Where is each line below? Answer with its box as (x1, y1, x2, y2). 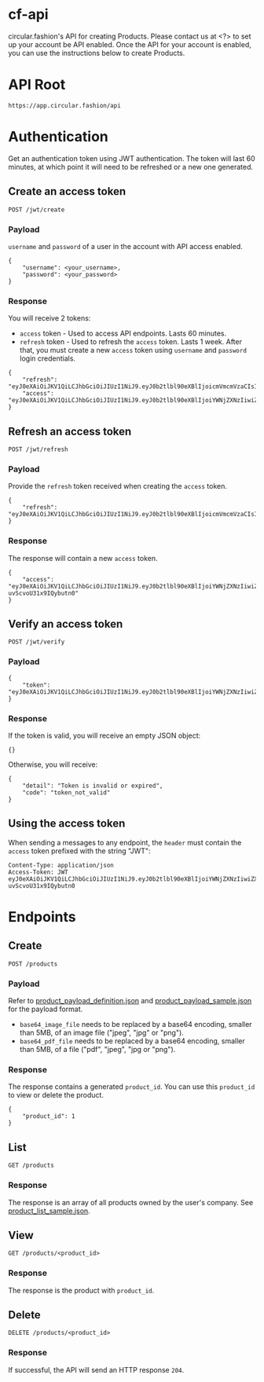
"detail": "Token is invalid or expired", (22, 782, 163, 790)
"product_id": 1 (22, 1113, 76, 1120)
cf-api (8, 5, 49, 24)
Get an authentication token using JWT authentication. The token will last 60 (8, 153, 255, 163)
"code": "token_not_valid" (22, 789, 111, 797)
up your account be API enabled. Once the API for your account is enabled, (8, 39, 251, 49)
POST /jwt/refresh (8, 445, 68, 453)
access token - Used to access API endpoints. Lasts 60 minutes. (19, 328, 226, 339)
